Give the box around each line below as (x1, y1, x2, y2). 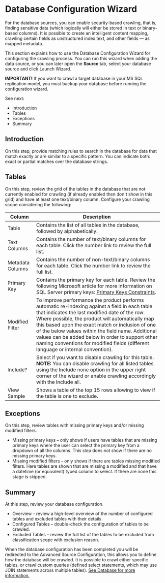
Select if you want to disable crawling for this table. (36, 354, 154, 360)
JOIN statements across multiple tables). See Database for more (5, 567, 136, 573)
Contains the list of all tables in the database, (36, 222, 140, 228)
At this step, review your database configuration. (5, 501, 104, 507)
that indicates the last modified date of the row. (36, 309, 145, 316)
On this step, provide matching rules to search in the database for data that (5, 148, 157, 154)
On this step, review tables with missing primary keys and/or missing (5, 422, 144, 428)
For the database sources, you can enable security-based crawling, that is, (5, 20, 157, 26)
